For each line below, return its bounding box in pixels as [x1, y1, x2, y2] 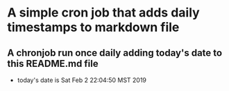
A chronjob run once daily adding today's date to [7, 47, 223, 59]
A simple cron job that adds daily [7, 5, 200, 21]
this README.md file [7, 57, 99, 70]
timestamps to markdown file [7, 19, 180, 35]
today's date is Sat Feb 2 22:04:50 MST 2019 [17, 76, 147, 84]
